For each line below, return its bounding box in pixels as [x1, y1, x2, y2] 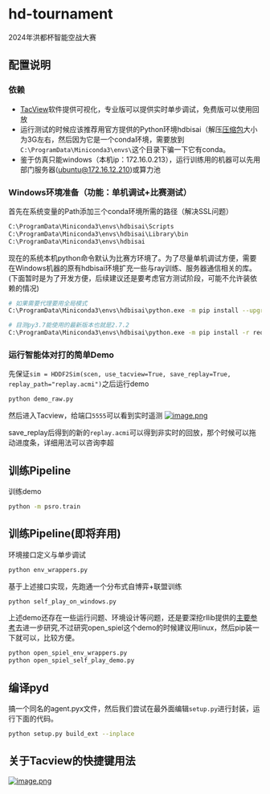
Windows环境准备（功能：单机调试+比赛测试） [8, 187, 191, 198]
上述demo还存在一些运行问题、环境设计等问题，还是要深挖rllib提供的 [8, 613, 237, 623]
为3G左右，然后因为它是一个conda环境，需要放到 [19, 134, 185, 144]
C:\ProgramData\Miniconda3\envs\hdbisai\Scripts [8, 222, 174, 230]
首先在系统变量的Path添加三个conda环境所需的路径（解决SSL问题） [8, 206, 233, 216]
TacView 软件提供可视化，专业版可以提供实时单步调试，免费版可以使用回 [19, 104, 260, 113]
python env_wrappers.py [8, 566, 88, 574]
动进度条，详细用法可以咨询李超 [8, 438, 114, 447]
